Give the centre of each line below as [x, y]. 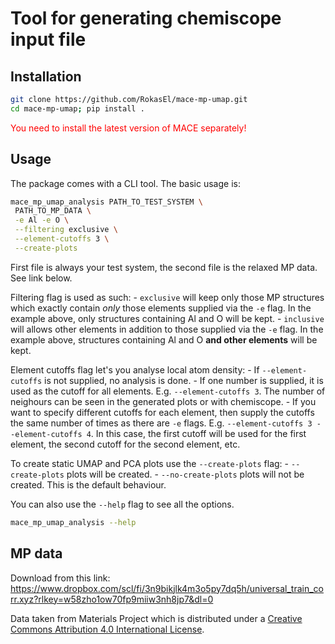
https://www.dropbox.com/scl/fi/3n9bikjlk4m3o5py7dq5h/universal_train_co [167, 588]
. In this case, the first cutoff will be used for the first [198, 433]
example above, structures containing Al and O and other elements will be [164, 339]
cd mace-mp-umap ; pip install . [77, 108]
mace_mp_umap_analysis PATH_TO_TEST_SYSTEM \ [106, 202]
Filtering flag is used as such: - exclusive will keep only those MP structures [167, 297]
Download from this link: [60, 578]
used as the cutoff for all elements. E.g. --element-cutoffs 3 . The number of [168, 391]
